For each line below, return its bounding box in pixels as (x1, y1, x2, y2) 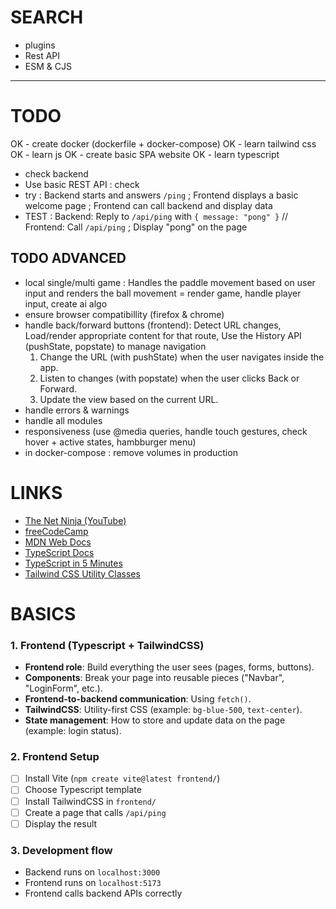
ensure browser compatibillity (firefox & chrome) (24, 308, 225, 320)
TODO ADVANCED (10, 250, 127, 267)
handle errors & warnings (24, 404, 130, 416)
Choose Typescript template (24, 784, 142, 796)
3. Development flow (10, 843, 113, 857)
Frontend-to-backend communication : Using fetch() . (24, 693, 252, 705)
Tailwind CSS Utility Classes (24, 567, 141, 580)
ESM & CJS (24, 60, 72, 72)
